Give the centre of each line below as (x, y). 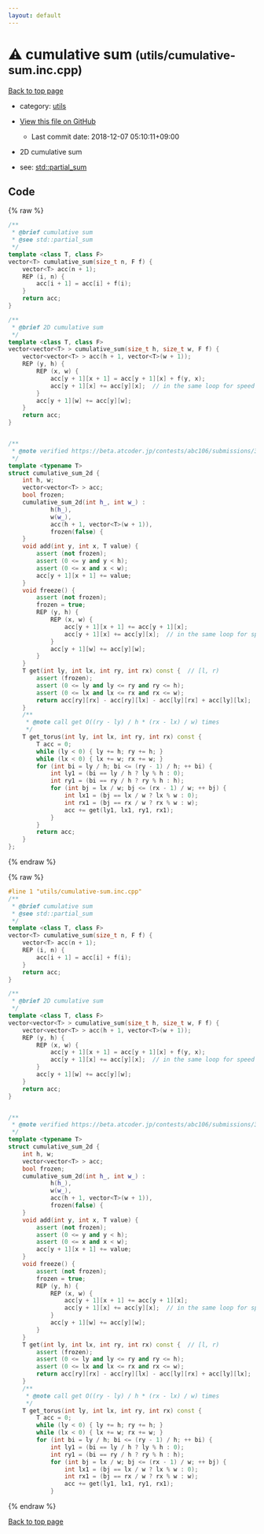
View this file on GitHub (58, 121)
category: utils (43, 106)
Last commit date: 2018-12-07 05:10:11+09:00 (105, 136)
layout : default (35, 15)
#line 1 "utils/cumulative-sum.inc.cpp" (75, 892)
